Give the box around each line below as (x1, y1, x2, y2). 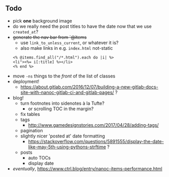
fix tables (20, 111, 40, 117)
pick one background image (12, 17, 73, 24)
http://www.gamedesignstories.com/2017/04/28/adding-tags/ (28, 122, 159, 128)
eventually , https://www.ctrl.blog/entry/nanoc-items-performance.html (12, 165, 163, 171)
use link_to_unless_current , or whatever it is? (20, 40, 119, 46)
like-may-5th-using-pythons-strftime (28, 144, 107, 150)
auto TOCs (28, 154, 51, 161)
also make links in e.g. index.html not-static (20, 45, 113, 51)
